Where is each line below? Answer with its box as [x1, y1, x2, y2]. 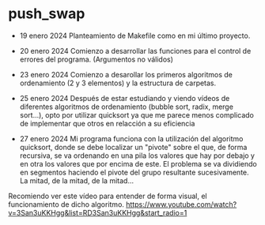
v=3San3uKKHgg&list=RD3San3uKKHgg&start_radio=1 [8, 208, 187, 217]
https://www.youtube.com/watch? [126, 199, 237, 209]
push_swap [8, 5, 85, 23]
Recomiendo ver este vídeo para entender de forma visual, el [8, 191, 207, 201]
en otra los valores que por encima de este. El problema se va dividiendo [19, 159, 257, 168]
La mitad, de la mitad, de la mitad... [19, 175, 134, 186]
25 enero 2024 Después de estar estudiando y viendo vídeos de [19, 93, 230, 103]
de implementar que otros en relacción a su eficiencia [19, 118, 195, 128]
